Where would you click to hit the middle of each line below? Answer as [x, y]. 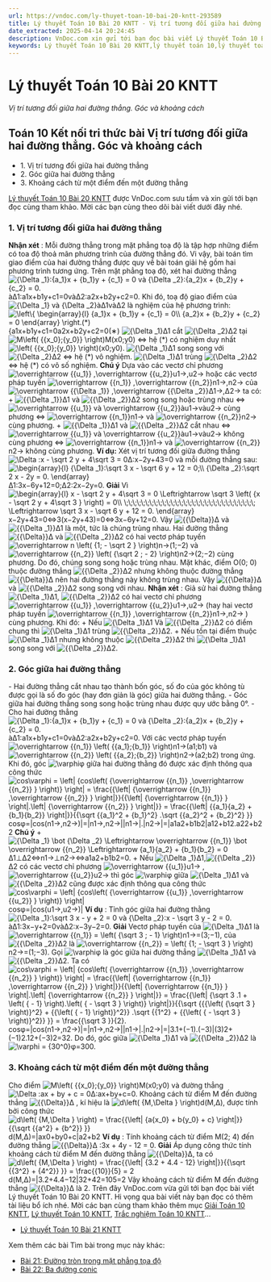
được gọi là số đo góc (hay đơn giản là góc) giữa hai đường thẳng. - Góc [128, 695]
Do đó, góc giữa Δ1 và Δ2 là [165, 1038]
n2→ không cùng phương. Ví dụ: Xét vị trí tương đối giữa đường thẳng [124, 451]
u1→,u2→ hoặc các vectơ [215, 374]
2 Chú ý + [25, 833]
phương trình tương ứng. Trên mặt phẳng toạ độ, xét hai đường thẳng [122, 271]
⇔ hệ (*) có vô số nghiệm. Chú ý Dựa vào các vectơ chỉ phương [116, 365]
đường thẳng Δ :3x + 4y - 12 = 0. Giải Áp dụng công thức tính [130, 1145]
